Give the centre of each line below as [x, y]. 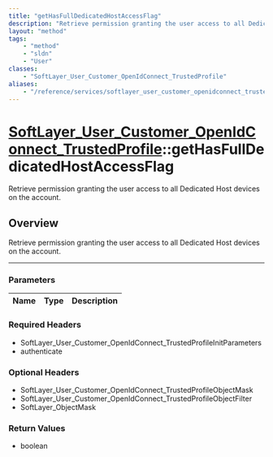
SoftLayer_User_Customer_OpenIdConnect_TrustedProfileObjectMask [136, 390]
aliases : [23, 84]
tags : [17, 39]
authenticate [41, 351]
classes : [23, 69]
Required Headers [45, 324]
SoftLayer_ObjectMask [58, 407]
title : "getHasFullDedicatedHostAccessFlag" [85, 16]
